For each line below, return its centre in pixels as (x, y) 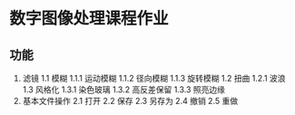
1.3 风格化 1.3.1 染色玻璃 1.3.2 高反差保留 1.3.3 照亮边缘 (123, 90)
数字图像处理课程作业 (89, 19)
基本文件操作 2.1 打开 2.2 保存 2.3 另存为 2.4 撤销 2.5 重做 (130, 101)
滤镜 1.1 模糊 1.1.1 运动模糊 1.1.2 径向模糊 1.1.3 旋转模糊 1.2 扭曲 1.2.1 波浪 (154, 78)
